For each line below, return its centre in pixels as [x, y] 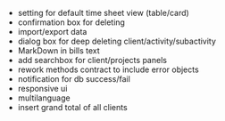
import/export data [52, 32]
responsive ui [42, 89]
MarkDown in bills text [58, 51]
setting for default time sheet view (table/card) [103, 13]
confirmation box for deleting [71, 22]
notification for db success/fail [74, 79]
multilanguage [44, 98]
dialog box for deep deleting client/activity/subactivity [117, 41]
